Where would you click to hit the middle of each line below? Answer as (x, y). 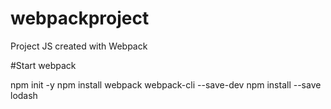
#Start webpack (43, 65)
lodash (24, 95)
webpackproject (80, 18)
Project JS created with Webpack (79, 46)
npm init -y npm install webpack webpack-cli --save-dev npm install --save (166, 84)
